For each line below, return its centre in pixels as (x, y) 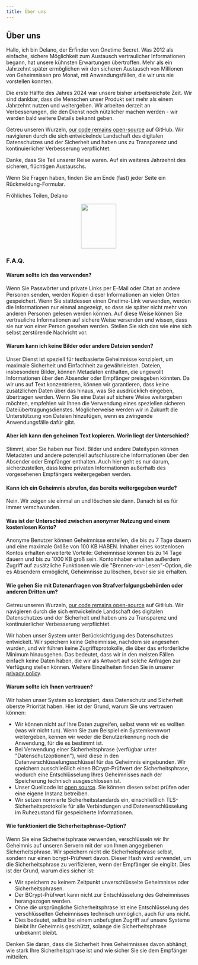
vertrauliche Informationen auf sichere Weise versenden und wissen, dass (97, 320)
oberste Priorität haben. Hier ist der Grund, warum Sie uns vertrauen (90, 706)
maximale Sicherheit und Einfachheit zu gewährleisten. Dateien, (84, 365)
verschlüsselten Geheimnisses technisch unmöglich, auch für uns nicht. (103, 913)
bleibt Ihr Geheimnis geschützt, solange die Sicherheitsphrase (91, 926)
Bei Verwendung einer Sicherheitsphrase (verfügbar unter (86, 749)
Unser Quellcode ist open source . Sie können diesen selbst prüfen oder (102, 787)
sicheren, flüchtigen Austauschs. (46, 166)
